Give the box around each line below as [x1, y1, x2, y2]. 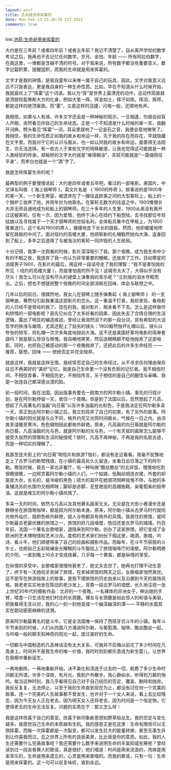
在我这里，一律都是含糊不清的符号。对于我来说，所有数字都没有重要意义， [5, 60, 161, 66]
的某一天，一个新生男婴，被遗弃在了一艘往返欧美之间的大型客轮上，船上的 [5, 193, 161, 199]
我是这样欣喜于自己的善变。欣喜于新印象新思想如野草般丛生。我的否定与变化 [5, 715, 166, 721]
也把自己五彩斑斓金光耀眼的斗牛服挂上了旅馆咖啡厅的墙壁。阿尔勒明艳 [18, 545, 166, 552]
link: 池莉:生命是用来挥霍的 [5, 36, 60, 42]
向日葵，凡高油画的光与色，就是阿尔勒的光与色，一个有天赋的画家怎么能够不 [5, 428, 166, 434]
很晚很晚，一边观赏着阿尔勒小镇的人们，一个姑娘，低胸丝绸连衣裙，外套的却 [5, 471, 166, 477]
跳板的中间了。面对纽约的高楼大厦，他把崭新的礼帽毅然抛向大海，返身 [14, 231, 161, 238]
